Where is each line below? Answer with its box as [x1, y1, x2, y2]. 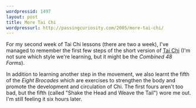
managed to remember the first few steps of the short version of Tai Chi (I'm [6, 47, 191, 54]
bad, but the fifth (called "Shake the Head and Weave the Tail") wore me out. [6, 89, 191, 96]
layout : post [6, 14, 38, 20]
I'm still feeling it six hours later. [6, 96, 83, 103]
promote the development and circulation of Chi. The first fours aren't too [6, 83, 184, 90]
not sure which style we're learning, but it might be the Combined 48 [6, 53, 173, 60]
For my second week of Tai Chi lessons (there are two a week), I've [6, 41, 169, 48]
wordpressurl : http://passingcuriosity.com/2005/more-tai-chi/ [6, 25, 164, 31]
